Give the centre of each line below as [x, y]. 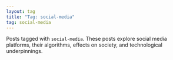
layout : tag [21, 11]
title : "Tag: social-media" [41, 17]
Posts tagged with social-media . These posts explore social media [86, 39]
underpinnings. [24, 51]
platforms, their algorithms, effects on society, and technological [84, 45]
